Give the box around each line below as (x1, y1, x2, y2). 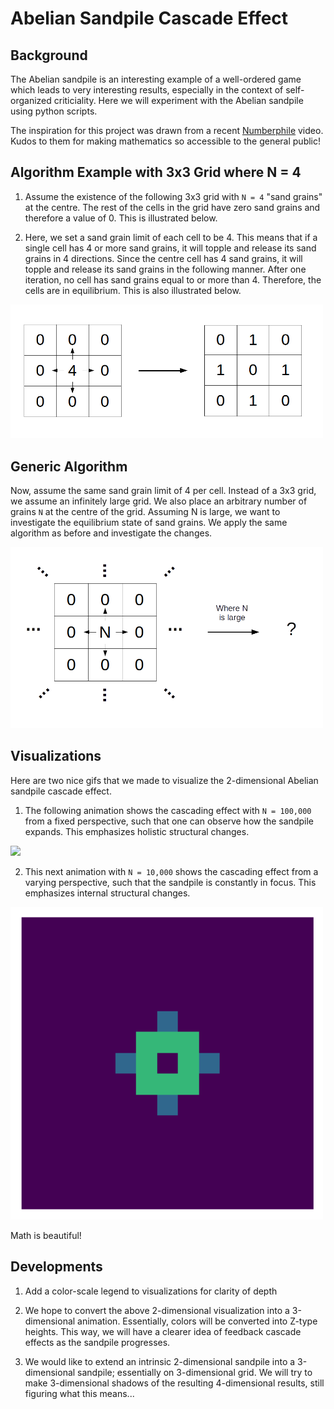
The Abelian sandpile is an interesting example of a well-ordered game (10, 73, 302, 85)
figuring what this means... (24, 1387, 135, 1399)
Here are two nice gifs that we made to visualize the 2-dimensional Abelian (10, 774, 319, 786)
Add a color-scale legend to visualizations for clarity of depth (24, 1285, 278, 1297)
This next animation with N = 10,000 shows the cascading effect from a (24, 865, 319, 877)
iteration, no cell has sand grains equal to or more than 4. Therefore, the (24, 273, 322, 286)
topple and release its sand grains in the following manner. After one (24, 263, 307, 275)
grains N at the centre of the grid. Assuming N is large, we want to (10, 506, 281, 518)
